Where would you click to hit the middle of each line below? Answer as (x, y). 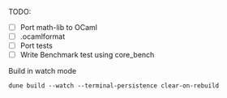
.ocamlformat (43, 36)
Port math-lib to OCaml (58, 27)
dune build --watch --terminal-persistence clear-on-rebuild (114, 86)
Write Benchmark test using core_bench (87, 55)
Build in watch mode (43, 71)
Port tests (36, 46)
